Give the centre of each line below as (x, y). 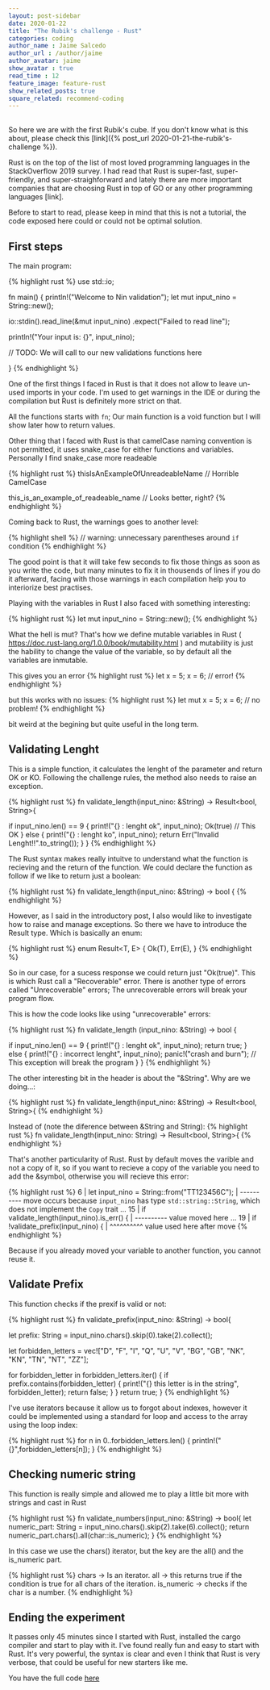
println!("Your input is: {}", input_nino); (72, 337)
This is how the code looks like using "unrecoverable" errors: (110, 1014)
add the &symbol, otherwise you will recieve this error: (99, 1176)
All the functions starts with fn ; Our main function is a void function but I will (134, 417)
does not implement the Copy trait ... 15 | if (77, 1209)
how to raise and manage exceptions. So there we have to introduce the (128, 924)
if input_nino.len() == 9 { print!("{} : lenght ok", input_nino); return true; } (128, 1045)
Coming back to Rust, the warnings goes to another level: (104, 522)
